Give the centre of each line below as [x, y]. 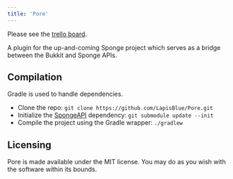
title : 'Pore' [28, 14]
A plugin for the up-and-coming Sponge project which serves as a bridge [114, 47]
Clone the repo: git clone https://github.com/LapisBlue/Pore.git [115, 108]
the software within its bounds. [52, 169]
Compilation [35, 77]
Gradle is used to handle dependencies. [65, 94]
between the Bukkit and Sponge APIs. [62, 55]
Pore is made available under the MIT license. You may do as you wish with [116, 162]
